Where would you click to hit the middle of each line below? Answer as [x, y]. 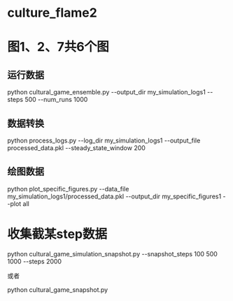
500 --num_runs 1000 [56, 100]
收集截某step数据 [57, 234]
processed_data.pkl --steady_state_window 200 [76, 148]
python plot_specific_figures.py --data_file [68, 189]
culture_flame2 [52, 13]
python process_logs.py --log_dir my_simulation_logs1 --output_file [104, 140]
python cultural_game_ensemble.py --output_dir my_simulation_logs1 [107, 92]
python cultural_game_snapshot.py [58, 289]
